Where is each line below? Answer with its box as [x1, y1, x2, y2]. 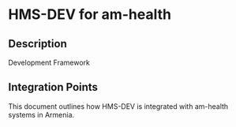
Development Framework [8, 58, 91, 67]
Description [8, 37, 67, 50]
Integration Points [8, 80, 99, 94]
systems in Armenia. [8, 110, 75, 119]
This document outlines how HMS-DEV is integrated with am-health [8, 101, 229, 111]
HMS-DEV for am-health [8, 6, 172, 24]
